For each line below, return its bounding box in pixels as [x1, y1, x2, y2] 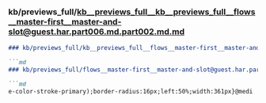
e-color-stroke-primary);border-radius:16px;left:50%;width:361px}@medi [8, 87, 253, 95]
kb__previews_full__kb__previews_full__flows [76, 6, 256, 17]
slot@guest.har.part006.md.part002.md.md [8, 26, 184, 37]
